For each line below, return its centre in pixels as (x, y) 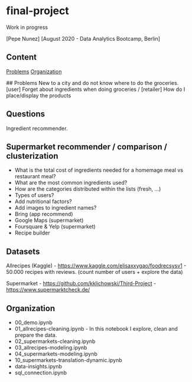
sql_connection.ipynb (40, 373)
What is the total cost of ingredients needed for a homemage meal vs (99, 170)
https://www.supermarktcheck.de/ (48, 290)
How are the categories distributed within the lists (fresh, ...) (88, 189)
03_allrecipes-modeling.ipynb (51, 347)
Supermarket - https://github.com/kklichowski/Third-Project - (81, 283)
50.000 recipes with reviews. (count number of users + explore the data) (95, 272)
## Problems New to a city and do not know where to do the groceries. (92, 83)
